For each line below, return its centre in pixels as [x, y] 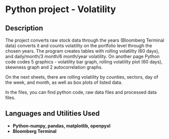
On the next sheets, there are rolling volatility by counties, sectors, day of [82, 77]
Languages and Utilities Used [53, 113]
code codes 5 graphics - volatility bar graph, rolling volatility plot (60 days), [84, 62]
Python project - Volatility [61, 9]
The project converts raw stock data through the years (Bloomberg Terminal [85, 40]
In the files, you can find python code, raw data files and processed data [81, 92]
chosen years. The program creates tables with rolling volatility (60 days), [82, 51]
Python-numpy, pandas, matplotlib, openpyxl [61, 126]
